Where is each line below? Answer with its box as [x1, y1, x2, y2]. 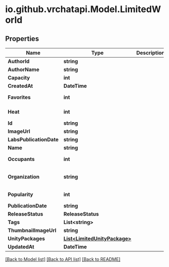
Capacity [8, 74, 30, 81]
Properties [5, 34, 39, 43]
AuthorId [8, 58, 30, 65]
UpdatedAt [8, 243, 34, 250]
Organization [8, 173, 40, 180]
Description [136, 49, 165, 56]
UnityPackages [8, 235, 45, 242]
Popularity [8, 191, 34, 198]
